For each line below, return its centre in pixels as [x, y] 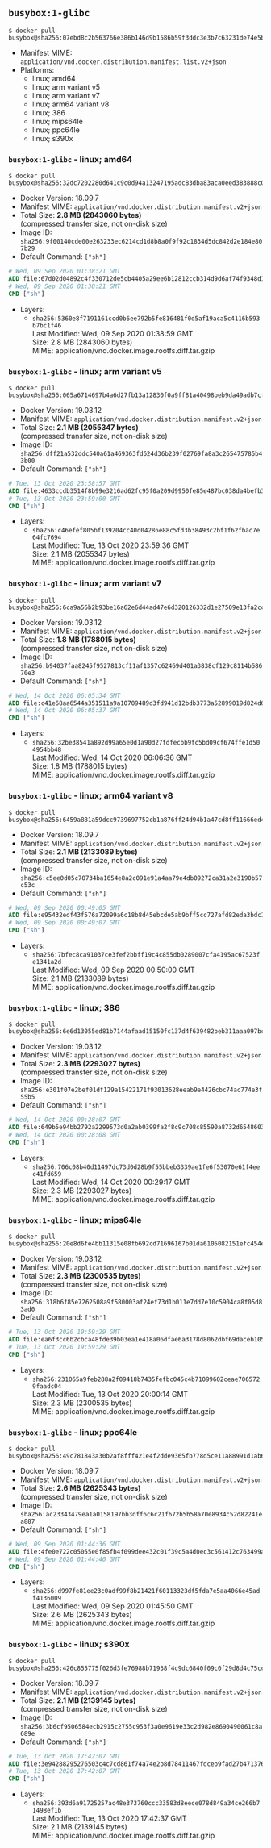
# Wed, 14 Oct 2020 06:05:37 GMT [65, 711]
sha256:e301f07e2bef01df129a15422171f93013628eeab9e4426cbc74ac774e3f [141, 1090]
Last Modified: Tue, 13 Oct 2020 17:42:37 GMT [109, 1818]
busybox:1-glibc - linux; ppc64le [73, 1432]
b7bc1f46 [47, 325]
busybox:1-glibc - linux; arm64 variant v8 [91, 796]
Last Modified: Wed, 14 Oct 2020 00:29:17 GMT [111, 1182]
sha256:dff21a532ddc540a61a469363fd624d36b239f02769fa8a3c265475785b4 [141, 453]
